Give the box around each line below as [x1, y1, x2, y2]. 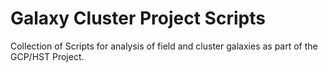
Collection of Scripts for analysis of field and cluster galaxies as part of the [10, 40, 318, 52]
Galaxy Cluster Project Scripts [10, 7, 266, 30]
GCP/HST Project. [10, 50, 85, 62]
